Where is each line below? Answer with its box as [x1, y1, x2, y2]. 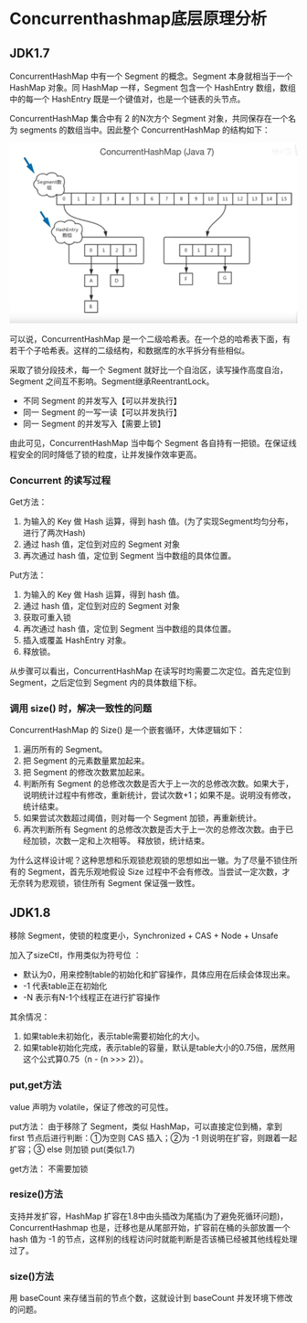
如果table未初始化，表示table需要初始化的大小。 [22, 1030, 206, 1042]
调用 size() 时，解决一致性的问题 [9, 702, 153, 715]
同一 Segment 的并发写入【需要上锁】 [22, 418, 166, 429]
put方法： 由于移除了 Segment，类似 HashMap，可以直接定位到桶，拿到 [9, 1121, 283, 1132]
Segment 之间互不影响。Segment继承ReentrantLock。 [9, 376, 215, 387]
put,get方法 [9, 1079, 62, 1092]
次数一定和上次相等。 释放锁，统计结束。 [54, 836, 210, 847]
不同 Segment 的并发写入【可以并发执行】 [22, 395, 182, 406]
